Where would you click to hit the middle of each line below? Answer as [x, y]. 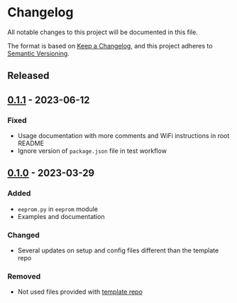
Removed [24, 276]
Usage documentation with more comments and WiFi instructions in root [123, 136]
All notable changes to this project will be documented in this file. [103, 32]
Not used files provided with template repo [80, 292]
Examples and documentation [61, 216]
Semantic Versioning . [38, 53]
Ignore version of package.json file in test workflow [92, 151]
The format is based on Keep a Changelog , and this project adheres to [110, 46]
